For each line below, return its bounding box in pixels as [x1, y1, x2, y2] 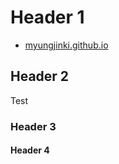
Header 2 [10, 68, 70, 85]
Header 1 [10, 6, 85, 29]
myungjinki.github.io [24, 39, 109, 51]
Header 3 [10, 119, 57, 133]
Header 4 [10, 144, 50, 156]
